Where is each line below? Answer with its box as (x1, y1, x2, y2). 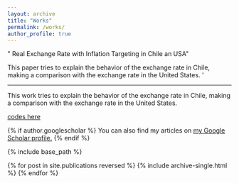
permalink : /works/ (7, 23, 65, 30)
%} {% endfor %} (7, 169, 59, 177)
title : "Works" (7, 17, 53, 24)
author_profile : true (7, 30, 72, 38)
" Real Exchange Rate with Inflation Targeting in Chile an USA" (7, 50, 189, 58)
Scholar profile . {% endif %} (7, 134, 90, 143)
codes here (7, 113, 41, 121)
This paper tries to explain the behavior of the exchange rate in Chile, (7, 63, 211, 72)
